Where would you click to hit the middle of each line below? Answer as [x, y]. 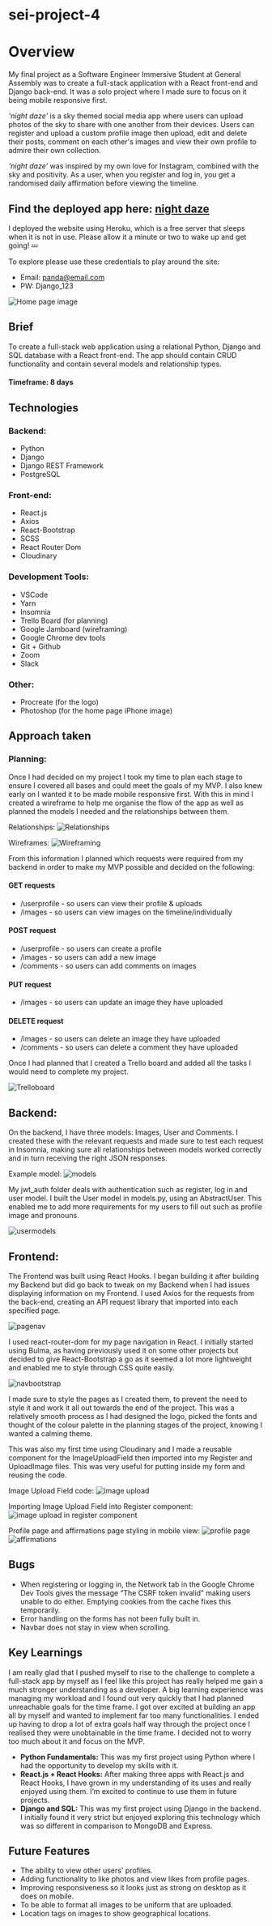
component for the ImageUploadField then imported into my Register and [130, 1458]
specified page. [34, 1310]
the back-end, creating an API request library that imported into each [123, 1302]
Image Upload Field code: [51, 1491]
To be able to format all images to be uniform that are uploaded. [126, 1905]
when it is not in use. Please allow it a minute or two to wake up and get [127, 236]
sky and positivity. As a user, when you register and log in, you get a [122, 175]
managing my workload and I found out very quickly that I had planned [126, 1698]
